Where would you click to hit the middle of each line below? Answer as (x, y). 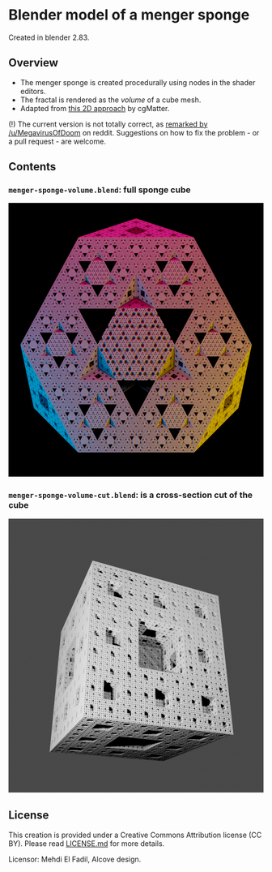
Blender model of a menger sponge (129, 15)
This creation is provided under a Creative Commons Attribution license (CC (135, 835)
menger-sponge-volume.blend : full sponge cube (100, 190)
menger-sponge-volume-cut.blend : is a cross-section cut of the (131, 495)
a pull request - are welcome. (57, 141)
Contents (32, 167)
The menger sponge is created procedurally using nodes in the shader (138, 82)
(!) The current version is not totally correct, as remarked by (108, 124)
